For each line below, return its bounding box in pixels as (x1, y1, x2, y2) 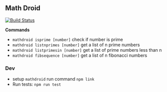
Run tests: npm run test (12, 82, 61, 88)
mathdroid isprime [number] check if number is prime (12, 36, 123, 42)
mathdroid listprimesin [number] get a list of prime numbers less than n (12, 47, 162, 53)
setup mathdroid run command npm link (12, 76, 95, 82)
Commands (5, 27, 30, 33)
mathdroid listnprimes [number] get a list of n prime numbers (12, 42, 140, 48)
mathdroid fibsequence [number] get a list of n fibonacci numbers (12, 52, 148, 58)
